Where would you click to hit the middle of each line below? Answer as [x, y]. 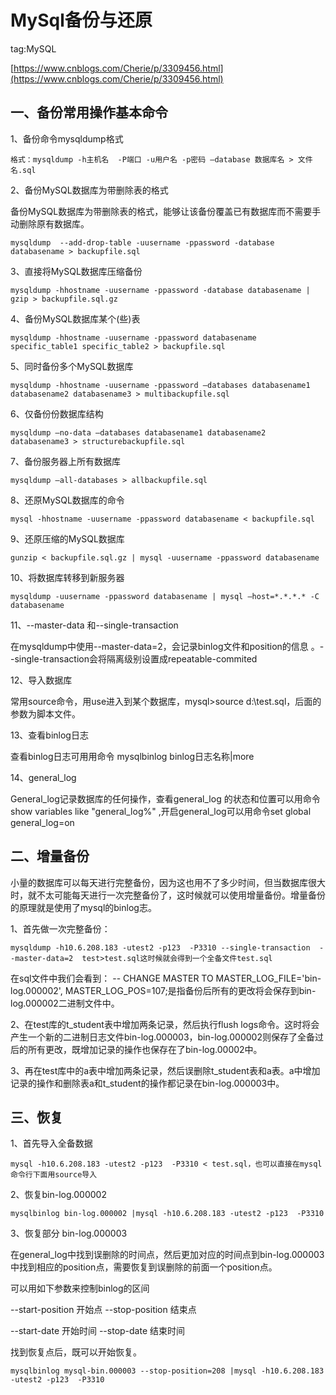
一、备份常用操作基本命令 [89, 112]
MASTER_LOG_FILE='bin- [268, 978]
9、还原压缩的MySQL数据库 [67, 538]
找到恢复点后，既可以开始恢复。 [76, 1352]
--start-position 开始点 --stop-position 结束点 [103, 1310]
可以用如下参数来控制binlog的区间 [80, 1288]
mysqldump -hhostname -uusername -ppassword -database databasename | [160, 290]
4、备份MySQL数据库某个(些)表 [75, 318]
